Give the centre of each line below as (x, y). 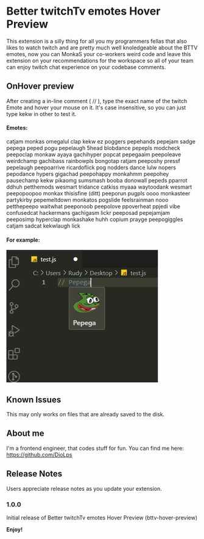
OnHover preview (40, 86)
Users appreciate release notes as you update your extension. (84, 488)
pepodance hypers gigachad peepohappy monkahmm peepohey (88, 174)
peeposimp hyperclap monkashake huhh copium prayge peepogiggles (95, 219)
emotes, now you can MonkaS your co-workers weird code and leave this (99, 54)
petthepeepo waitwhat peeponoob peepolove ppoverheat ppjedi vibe (93, 206)
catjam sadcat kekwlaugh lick (43, 226)
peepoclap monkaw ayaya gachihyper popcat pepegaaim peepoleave (94, 154)
